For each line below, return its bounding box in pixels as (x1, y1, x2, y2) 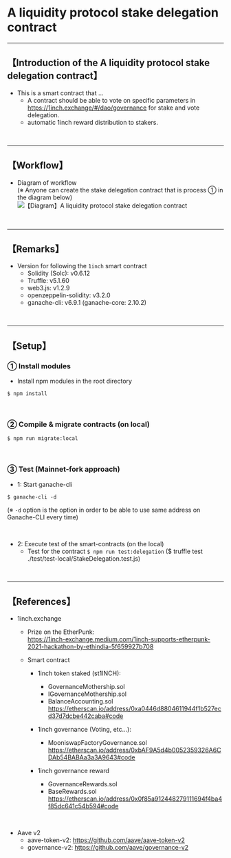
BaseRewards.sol (47, 788, 98, 796)
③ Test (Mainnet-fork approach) (7, 464, 120, 474)
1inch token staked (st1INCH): (37, 669, 122, 677)
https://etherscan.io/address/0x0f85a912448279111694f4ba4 (47, 795, 222, 803)
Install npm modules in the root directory (16, 377, 133, 386)
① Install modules (7, 361, 71, 370)
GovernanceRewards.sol (47, 780, 118, 788)
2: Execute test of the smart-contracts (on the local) (16, 539, 164, 548)
